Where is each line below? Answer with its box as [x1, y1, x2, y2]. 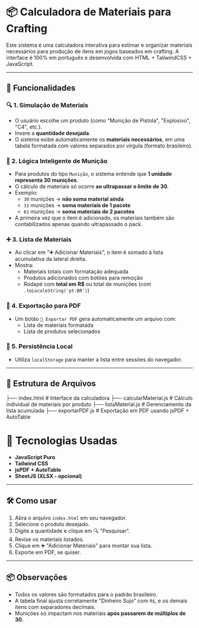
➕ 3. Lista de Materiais [6, 235, 72, 243]
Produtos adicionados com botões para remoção [23, 274, 143, 282]
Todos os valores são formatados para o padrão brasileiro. [14, 591, 158, 598]
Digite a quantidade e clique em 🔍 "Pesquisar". [14, 527, 130, 534]
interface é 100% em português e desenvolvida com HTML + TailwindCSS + [6, 54, 192, 61]
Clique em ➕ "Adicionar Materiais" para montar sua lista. [14, 542, 153, 549]
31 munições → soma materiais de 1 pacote [23, 201, 131, 208]
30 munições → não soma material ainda [23, 195, 124, 202]
